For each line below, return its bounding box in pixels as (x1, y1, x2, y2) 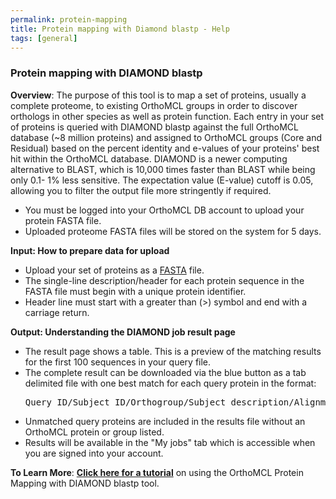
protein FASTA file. (24, 214, 102, 226)
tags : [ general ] (10, 33, 78, 43)
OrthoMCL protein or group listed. (24, 426, 165, 438)
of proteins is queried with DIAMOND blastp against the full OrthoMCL (10, 121, 299, 133)
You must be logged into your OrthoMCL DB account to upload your (24, 204, 305, 216)
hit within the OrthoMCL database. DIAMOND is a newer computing (10, 152, 288, 165)
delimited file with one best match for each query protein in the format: (24, 377, 317, 389)
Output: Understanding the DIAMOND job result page (10, 326, 236, 338)
